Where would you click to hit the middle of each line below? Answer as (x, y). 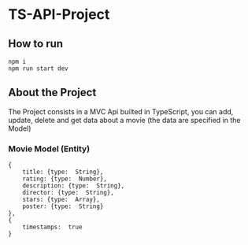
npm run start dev (38, 69)
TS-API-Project (59, 15)
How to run (36, 44)
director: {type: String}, (68, 193)
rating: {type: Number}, (65, 179)
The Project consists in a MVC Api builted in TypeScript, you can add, (121, 111)
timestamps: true (52, 227)
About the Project (52, 93)
